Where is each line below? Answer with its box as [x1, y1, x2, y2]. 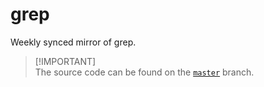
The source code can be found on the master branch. [34, 66, 255, 78]
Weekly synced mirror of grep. [10, 36, 137, 48]
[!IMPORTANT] [34, 55, 97, 67]
